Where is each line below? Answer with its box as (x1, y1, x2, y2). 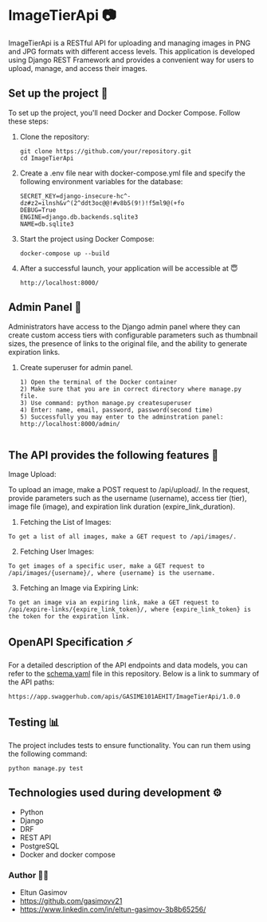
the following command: (8, 749, 88, 758)
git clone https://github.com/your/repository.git (19, 147, 192, 156)
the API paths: (8, 677, 55, 687)
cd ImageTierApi (19, 154, 74, 162)
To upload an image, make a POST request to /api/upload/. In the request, (8, 485, 250, 494)
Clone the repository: (19, 132, 90, 141)
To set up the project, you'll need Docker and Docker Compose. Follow (8, 108, 241, 117)
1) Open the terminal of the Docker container (19, 378, 178, 386)
